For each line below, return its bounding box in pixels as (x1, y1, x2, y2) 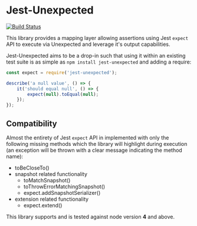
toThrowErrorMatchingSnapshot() (23, 183, 106, 190)
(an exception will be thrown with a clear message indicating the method (6, 147, 183, 154)
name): (6, 153, 24, 159)
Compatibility (6, 118, 57, 128)
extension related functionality (14, 195, 89, 202)
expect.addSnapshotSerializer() (23, 190, 101, 196)
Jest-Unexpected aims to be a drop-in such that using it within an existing (6, 52, 186, 59)
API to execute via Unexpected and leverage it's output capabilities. (6, 41, 170, 48)
